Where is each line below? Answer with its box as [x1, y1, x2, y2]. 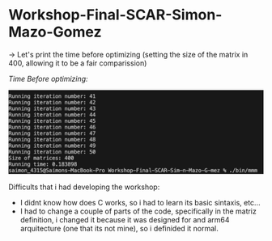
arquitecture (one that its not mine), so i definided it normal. [19, 224, 219, 234]
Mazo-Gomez [8, 23, 102, 41]
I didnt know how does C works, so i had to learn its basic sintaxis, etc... [19, 198, 261, 208]
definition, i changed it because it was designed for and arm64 [19, 215, 230, 225]
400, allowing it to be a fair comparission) [8, 58, 147, 68]
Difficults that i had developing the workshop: [8, 182, 160, 192]
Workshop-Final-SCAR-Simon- [8, 6, 223, 24]
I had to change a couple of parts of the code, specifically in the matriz [19, 206, 257, 216]
